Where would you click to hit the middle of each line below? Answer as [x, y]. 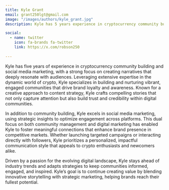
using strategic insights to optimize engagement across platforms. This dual [84, 118]
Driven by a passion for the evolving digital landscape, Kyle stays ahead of [82, 161]
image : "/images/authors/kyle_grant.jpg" [49, 19]
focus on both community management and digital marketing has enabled [82, 124]
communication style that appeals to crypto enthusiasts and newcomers [80, 145]
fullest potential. [22, 182]
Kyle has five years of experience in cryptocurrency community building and [84, 66]
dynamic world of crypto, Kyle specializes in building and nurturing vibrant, [83, 82]
